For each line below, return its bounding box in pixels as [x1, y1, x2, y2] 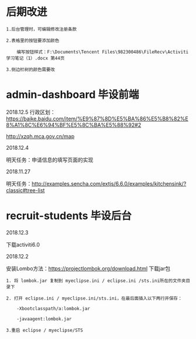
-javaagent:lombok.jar [16, 315, 72, 322]
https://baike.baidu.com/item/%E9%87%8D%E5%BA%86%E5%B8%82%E [6, 115, 188, 122]
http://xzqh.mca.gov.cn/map [6, 133, 75, 140]
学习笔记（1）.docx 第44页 [6, 55, 65, 61]
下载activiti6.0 [6, 241, 40, 248]
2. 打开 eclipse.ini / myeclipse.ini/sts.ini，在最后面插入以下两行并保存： [6, 295, 183, 301]
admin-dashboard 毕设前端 [6, 88, 139, 102]
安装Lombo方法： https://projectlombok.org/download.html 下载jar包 [6, 265, 171, 272]
